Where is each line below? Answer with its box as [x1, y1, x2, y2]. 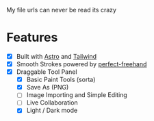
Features [6, 30, 58, 45]
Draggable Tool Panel [16, 68, 77, 76]
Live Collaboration [26, 98, 78, 107]
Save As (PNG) [26, 83, 69, 92]
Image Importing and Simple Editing [26, 91, 127, 99]
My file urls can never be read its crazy [6, 6, 117, 14]
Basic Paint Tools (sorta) [26, 75, 96, 84]
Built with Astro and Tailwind [16, 52, 97, 60]
